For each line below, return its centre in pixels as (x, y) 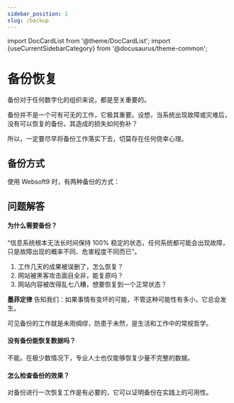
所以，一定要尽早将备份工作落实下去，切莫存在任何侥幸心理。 (97, 139)
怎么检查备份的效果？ (38, 375)
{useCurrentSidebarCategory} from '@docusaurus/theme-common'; (107, 48)
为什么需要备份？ (32, 226)
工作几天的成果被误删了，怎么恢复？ (71, 266)
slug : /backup (28, 21)
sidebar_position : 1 (38, 14)
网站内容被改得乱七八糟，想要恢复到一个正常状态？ (92, 284)
